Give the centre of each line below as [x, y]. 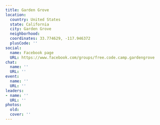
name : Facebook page [32, 53]
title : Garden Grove [27, 10]
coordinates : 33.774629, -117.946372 [50, 39]
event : [12, 77]
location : [16, 15]
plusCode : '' [24, 43]
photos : [14, 105]
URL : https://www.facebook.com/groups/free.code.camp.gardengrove [82, 57]
